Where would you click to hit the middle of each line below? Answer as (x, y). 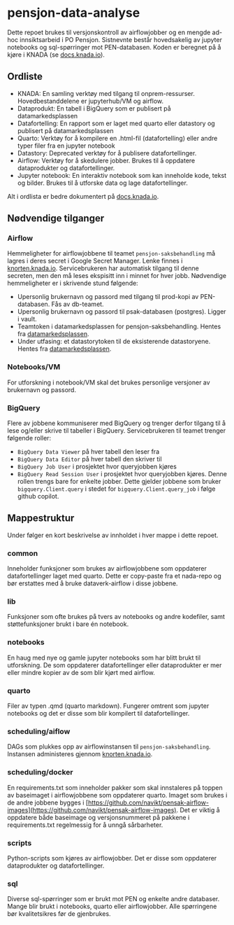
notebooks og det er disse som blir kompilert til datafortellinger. (98, 714)
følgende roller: (29, 438)
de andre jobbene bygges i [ (48, 802)
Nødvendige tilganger (56, 218)
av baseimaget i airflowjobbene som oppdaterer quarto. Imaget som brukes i (117, 795)
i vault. (27, 319)
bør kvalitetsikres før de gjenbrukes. (59, 914)
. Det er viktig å (198, 809)
